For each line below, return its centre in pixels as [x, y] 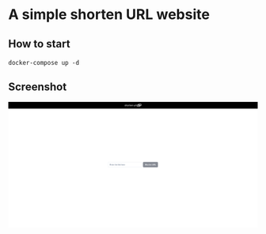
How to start [39, 44]
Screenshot [38, 87]
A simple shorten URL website [109, 15]
